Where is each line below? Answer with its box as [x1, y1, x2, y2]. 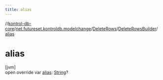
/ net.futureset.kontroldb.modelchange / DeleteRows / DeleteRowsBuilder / [14, 25, 158, 32]
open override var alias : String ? [5, 69, 69, 75]
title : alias [5, 7, 32, 12]
